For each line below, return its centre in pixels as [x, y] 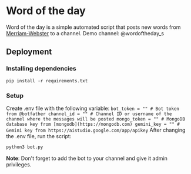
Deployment [29, 52]
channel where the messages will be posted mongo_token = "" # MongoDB [95, 119]
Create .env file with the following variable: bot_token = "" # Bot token [93, 108]
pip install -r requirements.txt [47, 81]
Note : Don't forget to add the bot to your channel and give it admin [87, 158]
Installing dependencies [41, 69]
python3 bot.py [25, 147]
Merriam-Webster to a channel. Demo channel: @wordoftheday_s [85, 33]
